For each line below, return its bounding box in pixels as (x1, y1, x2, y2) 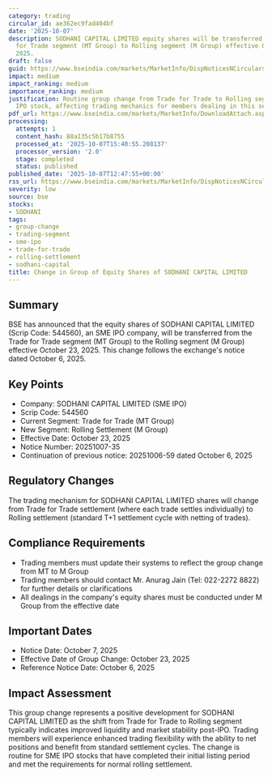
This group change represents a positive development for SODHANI (8, 708, 235, 718)
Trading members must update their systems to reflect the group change (19, 557, 263, 567)
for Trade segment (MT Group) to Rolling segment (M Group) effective (15, 42, 259, 50)
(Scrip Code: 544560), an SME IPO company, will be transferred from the (8, 328, 253, 338)
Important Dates (8, 625, 92, 638)
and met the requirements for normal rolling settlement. (8, 759, 193, 770)
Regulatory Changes (8, 474, 115, 488)
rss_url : (8, 177, 38, 186)
